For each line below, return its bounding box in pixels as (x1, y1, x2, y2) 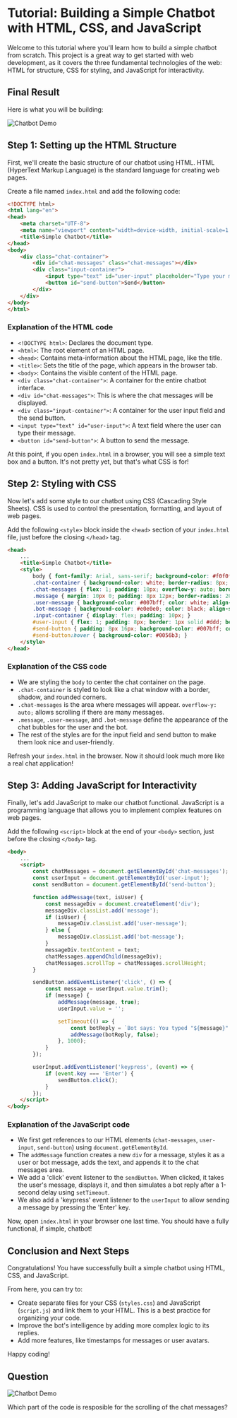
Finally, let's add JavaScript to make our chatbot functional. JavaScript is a (7, 798, 224, 807)
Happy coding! (7, 1350, 51, 1359)
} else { (44, 927, 71, 934)
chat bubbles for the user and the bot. (17, 722, 128, 731)
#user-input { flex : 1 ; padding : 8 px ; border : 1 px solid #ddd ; (32, 619, 223, 626)
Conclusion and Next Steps (7, 1245, 130, 1257)
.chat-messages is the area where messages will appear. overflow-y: (17, 700, 217, 708)
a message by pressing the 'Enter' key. (17, 1203, 130, 1212)
